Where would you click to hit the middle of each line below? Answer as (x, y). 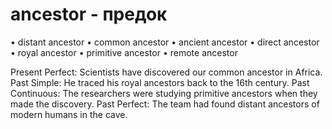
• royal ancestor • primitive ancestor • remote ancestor (124, 52)
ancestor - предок (89, 14)
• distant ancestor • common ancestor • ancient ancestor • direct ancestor (165, 42)
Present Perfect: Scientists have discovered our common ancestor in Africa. (166, 72)
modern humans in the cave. (69, 114)
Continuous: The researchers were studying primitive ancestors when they (164, 93)
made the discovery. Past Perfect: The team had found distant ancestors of (165, 104)
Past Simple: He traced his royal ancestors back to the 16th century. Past (160, 82)
